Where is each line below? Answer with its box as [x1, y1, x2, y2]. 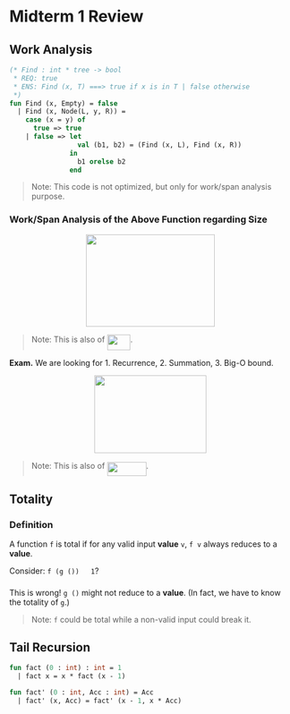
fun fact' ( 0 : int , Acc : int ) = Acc [9, 688, 154, 697]
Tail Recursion [9, 640, 91, 655]
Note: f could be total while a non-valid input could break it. [30, 614, 252, 625]
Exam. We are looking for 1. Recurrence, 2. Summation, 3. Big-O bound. [9, 357, 275, 368]
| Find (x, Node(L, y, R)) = [17, 107, 126, 116]
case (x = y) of [25, 115, 87, 124]
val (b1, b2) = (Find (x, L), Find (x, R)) [77, 140, 243, 149]
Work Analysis [9, 42, 93, 57]
